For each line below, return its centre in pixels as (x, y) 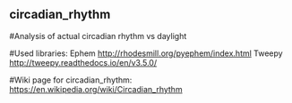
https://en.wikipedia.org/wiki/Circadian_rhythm (96, 89)
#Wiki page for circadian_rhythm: (71, 80)
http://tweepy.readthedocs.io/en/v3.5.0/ (83, 62)
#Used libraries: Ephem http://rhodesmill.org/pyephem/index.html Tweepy (146, 53)
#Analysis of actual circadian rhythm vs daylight (98, 36)
